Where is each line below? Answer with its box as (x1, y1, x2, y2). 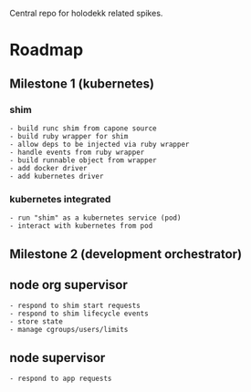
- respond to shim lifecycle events (9, 309, 149, 318)
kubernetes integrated (9, 192, 111, 205)
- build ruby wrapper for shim (9, 131, 129, 140)
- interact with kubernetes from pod (9, 222, 153, 231)
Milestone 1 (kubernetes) (9, 76, 155, 91)
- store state (9, 317, 64, 326)
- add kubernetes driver (9, 171, 104, 181)
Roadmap (9, 40, 84, 60)
